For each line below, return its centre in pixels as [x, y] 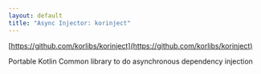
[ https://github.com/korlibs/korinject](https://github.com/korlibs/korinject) [130, 45]
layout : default [35, 16]
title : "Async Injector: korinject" [69, 23]
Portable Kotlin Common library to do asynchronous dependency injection [130, 61]
